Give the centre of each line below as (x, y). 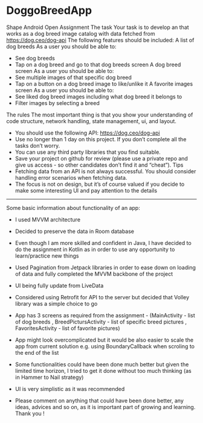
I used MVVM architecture (47, 219)
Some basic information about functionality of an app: (73, 208)
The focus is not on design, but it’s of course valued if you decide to (100, 184)
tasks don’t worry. (37, 145)
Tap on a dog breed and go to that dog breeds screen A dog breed (98, 65)
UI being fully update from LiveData (59, 285)
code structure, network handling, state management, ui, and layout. (92, 121)
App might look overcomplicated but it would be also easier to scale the (104, 340)
